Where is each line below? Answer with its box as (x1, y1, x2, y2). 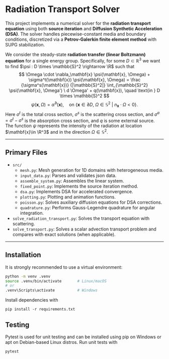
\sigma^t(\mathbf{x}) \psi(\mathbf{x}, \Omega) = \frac (28, 77, 141, 83)
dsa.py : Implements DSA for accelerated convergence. (20, 188, 133, 195)
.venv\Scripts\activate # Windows (5, 288, 98, 293)
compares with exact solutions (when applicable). (12, 231, 116, 237)
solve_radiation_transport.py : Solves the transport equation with (12, 215, 150, 221)
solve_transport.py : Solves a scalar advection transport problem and (12, 226, 157, 232)
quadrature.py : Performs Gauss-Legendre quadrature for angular (20, 204, 155, 210)
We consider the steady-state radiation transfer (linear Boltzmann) (5, 51, 146, 57)
